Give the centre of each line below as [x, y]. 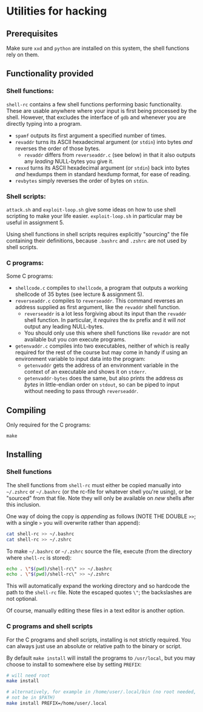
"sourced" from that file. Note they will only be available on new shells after [100, 498]
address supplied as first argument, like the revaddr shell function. [98, 307]
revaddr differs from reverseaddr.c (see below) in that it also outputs [110, 155]
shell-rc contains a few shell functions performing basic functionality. [94, 104]
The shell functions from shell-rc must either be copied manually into [94, 485]
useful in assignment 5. [35, 222]
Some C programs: [30, 276]
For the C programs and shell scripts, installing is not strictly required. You [98, 640]
